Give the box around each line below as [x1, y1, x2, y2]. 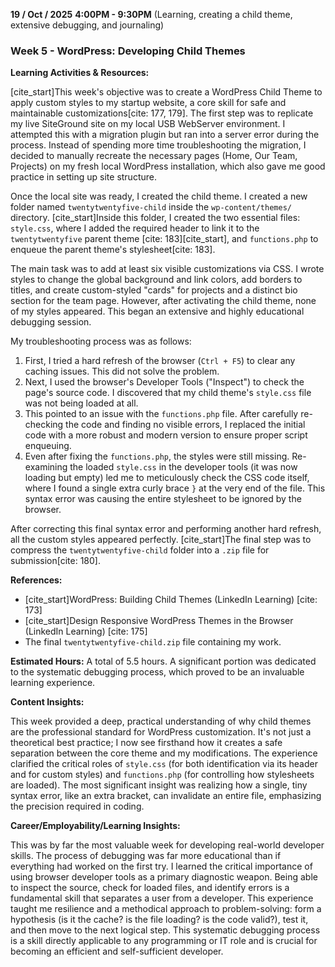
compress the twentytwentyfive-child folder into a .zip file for [10, 544, 270, 556]
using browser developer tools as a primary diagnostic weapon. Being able [10, 871, 318, 883]
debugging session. [10, 316, 92, 328]
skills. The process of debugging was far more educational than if [10, 850, 282, 862]
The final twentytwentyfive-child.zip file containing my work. [24, 636, 282, 648]
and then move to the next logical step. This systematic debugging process [10, 924, 321, 936]
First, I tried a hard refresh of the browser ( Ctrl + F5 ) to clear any [24, 355, 296, 367]
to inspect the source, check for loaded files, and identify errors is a [10, 882, 290, 894]
